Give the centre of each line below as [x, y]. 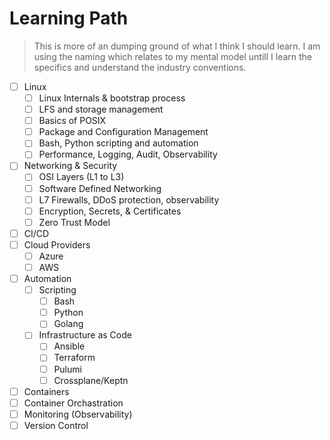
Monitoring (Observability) [78, 414]
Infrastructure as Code [85, 335]
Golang [68, 324]
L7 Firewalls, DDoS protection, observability [129, 199]
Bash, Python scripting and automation [118, 143]
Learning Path [69, 18]
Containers [46, 391]
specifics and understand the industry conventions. [140, 67]
